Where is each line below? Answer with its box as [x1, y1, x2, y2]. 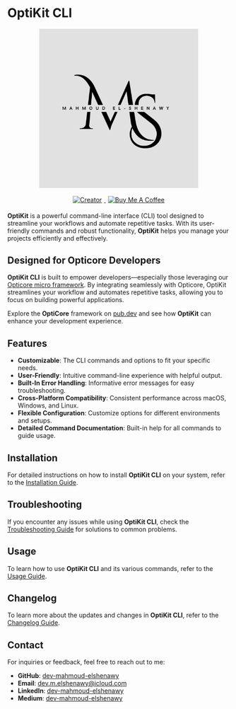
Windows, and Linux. [17, 401, 79, 410]
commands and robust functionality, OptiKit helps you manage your [31, 226, 230, 235]
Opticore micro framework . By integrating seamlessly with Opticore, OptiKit [7, 281, 227, 289]
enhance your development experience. [7, 317, 124, 325]
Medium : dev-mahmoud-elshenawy [17, 694, 123, 703]
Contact [7, 639, 44, 651]
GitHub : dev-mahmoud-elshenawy [17, 671, 119, 680]
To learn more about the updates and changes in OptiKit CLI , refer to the [7, 611, 219, 620]
